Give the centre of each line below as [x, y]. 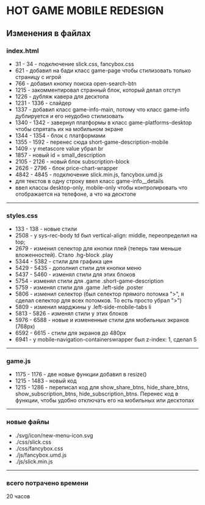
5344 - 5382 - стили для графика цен [64, 261]
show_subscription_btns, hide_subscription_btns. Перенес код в [97, 394]
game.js [19, 361]
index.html [23, 51]
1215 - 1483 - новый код [46, 381]
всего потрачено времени [47, 483]
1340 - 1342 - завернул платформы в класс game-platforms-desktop [103, 122]
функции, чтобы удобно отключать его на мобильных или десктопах [105, 400]
